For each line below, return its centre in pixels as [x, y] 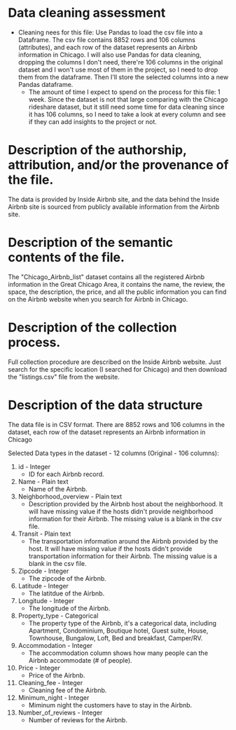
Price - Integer [39, 668]
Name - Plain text [43, 481]
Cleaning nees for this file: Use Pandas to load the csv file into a [110, 32]
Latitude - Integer [43, 586]
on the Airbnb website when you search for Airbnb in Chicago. [98, 299]
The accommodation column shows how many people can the [118, 653]
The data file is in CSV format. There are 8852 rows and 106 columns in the [116, 424]
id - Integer [34, 466]
